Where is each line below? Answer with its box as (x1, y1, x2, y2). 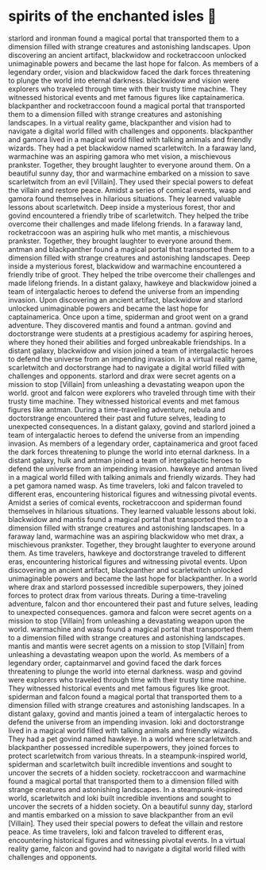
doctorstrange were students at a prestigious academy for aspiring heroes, (8, 329, 254, 338)
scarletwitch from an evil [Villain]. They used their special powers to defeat (8, 176, 253, 186)
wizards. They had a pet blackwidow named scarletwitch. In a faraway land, (8, 143, 256, 153)
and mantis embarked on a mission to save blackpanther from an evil (8, 810, 234, 819)
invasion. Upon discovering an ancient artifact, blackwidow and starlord (8, 295, 244, 304)
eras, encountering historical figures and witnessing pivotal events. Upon (8, 556, 248, 566)
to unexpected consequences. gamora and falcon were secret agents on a (8, 607, 253, 617)
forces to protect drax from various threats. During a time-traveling (8, 590, 227, 600)
